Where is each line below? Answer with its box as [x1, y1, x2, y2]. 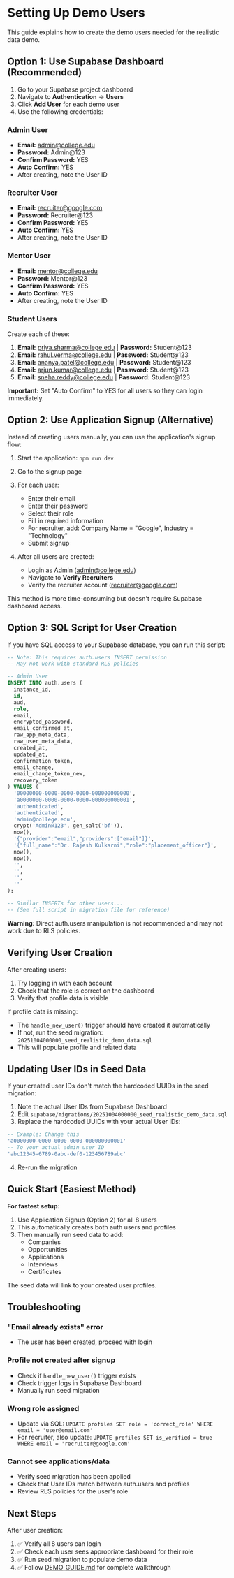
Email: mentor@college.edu [17, 267, 98, 275]
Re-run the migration [17, 1163, 78, 1171]
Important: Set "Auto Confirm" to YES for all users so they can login [7, 386, 203, 395]
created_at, [13, 744, 49, 752]
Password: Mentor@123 [17, 274, 88, 282]
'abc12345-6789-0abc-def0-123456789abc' [7, 1150, 127, 1157]
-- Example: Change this [7, 1131, 80, 1138]
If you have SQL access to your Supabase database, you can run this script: [7, 641, 226, 649]
